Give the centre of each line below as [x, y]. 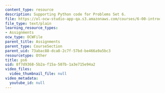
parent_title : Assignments [33, 42]
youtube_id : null [27, 83]
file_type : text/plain [28, 23]
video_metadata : [22, 78]
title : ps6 [16, 60]
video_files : [18, 69]
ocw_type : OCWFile [24, 37]
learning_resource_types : [31, 28]
